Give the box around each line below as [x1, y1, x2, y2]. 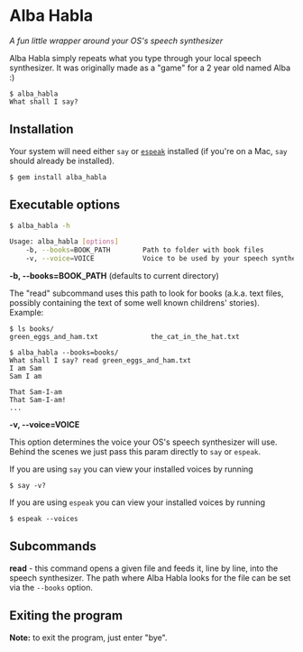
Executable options [9, 197, 121, 213]
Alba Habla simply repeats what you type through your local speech [9, 52, 262, 63]
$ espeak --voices [9, 515, 78, 524]
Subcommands [9, 538, 96, 555]
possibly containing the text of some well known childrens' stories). [9, 298, 260, 308]
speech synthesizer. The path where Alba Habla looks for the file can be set [9, 572, 291, 583]
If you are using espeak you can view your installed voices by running [9, 497, 266, 508]
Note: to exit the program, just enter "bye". [9, 632, 168, 643]
